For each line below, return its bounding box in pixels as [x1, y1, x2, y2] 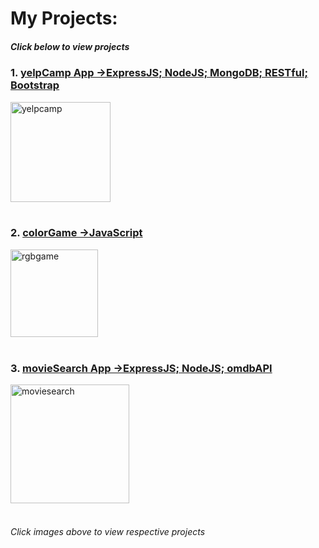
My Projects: [10, 7, 118, 30]
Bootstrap [10, 78, 60, 92]
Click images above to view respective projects [10, 525, 206, 537]
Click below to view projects [10, 40, 130, 52]
